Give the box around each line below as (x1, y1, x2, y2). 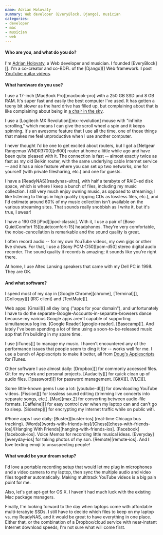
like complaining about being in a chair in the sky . (5, 108, 104, 114)
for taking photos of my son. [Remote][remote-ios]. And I (35, 436, 150, 442)
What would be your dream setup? (5, 453, 76, 459)
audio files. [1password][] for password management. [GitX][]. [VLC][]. (5, 376, 146, 382)
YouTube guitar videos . (5, 71, 52, 77)
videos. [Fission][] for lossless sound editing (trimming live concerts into (5, 391, 150, 397)
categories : (5, 16, 29, 21)
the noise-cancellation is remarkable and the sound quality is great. (5, 229, 140, 235)
